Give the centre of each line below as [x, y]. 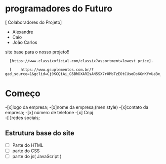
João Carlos [25, 42]
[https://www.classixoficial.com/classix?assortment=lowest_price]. [82, 61]
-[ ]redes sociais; [22, 118]
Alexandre [23, 32]
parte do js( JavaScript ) [37, 156]
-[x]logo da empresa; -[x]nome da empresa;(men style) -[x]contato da [77, 107]
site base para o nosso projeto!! [37, 52]
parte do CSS [26, 151]
